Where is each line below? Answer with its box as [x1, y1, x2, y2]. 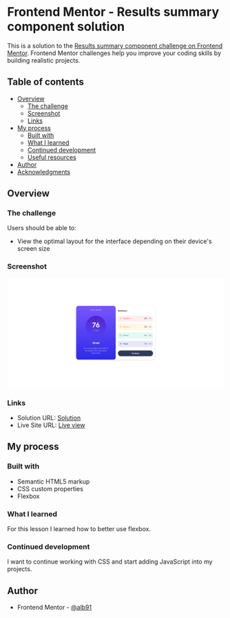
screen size [17, 245, 50, 253]
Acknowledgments [17, 167, 71, 176]
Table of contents [7, 76, 84, 88]
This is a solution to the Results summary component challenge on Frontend [7, 41, 223, 50]
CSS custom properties [17, 484, 84, 493]
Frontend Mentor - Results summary [7, 4, 220, 20]
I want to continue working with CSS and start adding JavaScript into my [7, 557, 213, 566]
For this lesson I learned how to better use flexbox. [7, 524, 151, 533]
